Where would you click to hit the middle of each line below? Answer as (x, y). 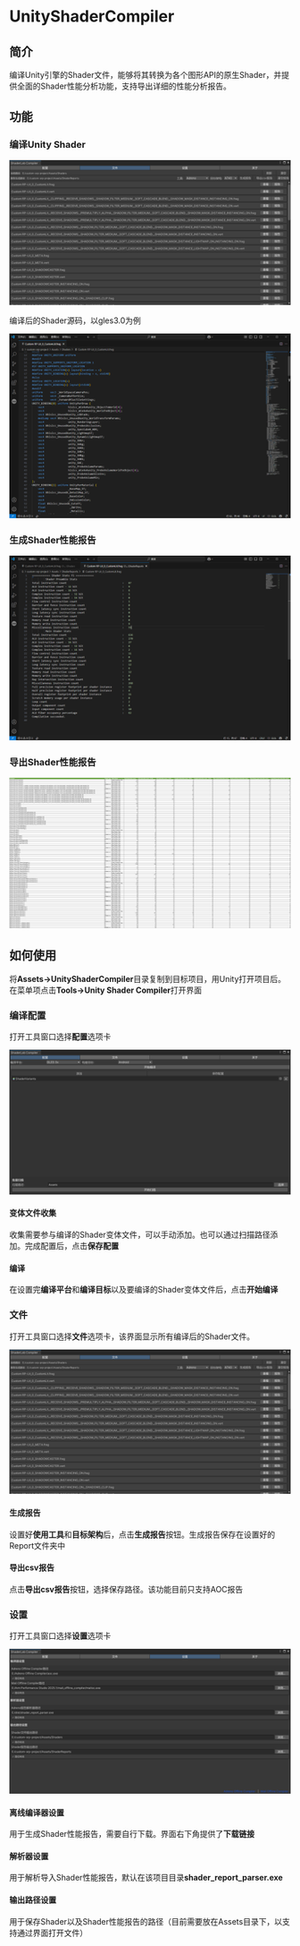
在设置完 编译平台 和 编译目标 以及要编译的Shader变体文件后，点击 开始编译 (144, 1290)
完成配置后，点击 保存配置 (71, 1246)
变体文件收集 (33, 1213)
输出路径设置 (33, 1900)
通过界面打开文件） (52, 1933)
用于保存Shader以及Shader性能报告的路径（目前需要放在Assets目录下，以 (146, 1921)
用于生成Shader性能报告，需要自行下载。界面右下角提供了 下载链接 (132, 1834)
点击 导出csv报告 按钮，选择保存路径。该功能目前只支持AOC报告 (126, 1589)
